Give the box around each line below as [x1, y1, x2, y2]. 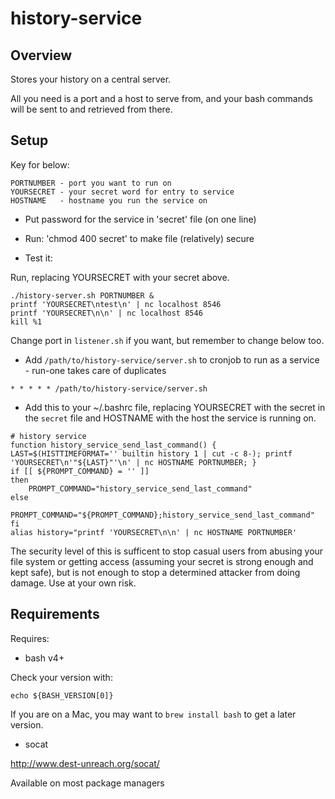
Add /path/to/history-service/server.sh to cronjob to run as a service [24, 353, 320, 366]
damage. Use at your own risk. [10, 577, 137, 589]
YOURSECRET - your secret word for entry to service [10, 187, 235, 197]
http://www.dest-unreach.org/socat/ [10, 757, 160, 769]
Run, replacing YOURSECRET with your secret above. [10, 271, 230, 283]
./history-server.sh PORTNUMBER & [10, 290, 155, 301]
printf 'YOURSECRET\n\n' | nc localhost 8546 [10, 308, 203, 318]
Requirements [10, 606, 100, 623]
